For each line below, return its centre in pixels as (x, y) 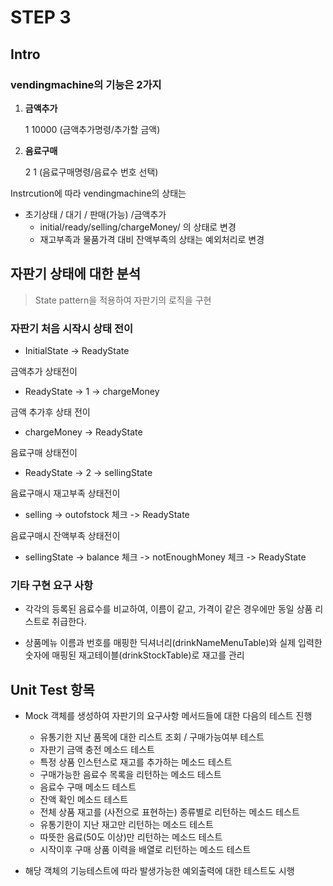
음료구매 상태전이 (44, 452)
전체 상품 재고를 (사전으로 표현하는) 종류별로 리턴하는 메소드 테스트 (169, 812)
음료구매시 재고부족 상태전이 (65, 493)
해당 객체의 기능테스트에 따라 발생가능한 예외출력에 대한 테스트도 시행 (159, 871)
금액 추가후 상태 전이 (50, 412)
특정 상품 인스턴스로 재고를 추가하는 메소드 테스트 (136, 762)
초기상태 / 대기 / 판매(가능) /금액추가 (95, 214)
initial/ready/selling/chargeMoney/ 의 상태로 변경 (138, 227)
